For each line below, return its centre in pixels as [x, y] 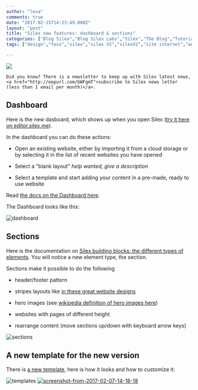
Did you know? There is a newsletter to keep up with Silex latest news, [99, 77]
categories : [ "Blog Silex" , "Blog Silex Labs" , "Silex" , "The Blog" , [89, 39]
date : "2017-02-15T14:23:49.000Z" [49, 22]
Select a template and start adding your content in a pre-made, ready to [102, 177]
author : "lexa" [25, 11]
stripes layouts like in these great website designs [75, 291]
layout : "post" [25, 28]
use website [29, 184]
